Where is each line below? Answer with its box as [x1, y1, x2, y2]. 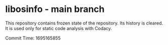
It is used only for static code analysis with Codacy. [5, 25, 112, 31]
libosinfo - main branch [5, 3, 105, 15]
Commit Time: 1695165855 [5, 35, 61, 41]
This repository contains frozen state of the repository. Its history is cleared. [5, 20, 163, 26]
